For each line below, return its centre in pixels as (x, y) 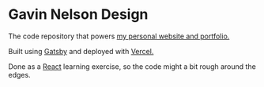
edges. (19, 74)
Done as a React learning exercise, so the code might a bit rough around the (132, 66)
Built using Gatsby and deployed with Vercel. (81, 51)
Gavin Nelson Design (78, 14)
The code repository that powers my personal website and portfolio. (119, 36)
